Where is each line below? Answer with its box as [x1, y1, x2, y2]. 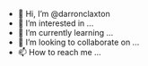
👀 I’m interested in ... [17, 18, 94, 29]
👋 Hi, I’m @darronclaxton [17, 9, 110, 19]
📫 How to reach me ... [17, 47, 101, 57]
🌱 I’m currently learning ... [17, 28, 114, 37]
